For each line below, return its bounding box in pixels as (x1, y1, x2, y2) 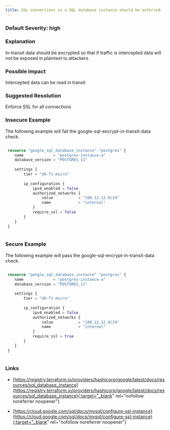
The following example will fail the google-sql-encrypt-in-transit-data (5, 128, 151, 134)
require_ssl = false (32, 210, 76, 215)
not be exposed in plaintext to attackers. (5, 55, 90, 61)
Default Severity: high (5, 24, 61, 31)
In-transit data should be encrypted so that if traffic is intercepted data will (5, 50, 161, 56)
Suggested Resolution (5, 92, 61, 100)
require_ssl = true (32, 334, 74, 339)
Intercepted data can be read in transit (5, 80, 86, 86)
